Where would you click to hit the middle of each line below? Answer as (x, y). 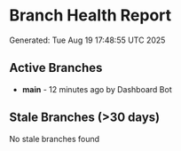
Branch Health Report (90, 16)
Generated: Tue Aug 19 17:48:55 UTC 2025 (87, 40)
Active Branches (56, 68)
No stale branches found (55, 139)
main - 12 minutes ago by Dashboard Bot (97, 89)
